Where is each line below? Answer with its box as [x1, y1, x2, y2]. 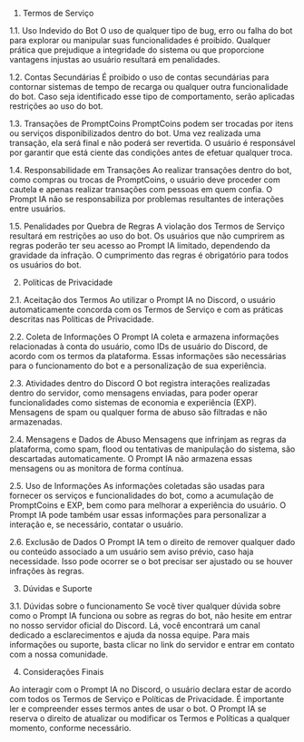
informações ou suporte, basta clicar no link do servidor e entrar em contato [9, 639, 295, 649]
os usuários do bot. [9, 259, 82, 270]
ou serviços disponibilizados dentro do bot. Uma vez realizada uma [9, 128, 261, 139]
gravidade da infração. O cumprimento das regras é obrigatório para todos [9, 249, 289, 260]
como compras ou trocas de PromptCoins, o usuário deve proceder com [9, 174, 280, 185]
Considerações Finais [22, 667, 104, 677]
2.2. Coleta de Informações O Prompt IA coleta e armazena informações [9, 331, 279, 342]
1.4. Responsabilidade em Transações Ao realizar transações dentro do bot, [9, 165, 292, 175]
